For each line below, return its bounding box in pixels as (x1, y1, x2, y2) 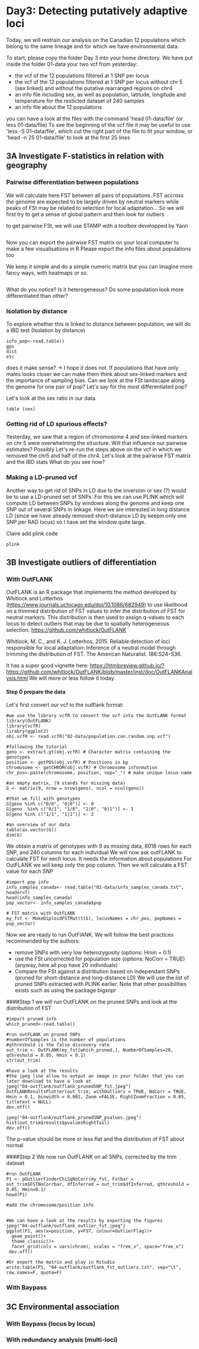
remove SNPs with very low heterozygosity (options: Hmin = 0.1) (14, 949, 172, 956)
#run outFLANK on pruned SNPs (6, 1032, 81, 1038)
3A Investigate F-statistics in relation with (6, 151, 164, 161)
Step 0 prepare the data (6, 688, 66, 695)
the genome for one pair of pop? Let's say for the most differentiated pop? (6, 383, 188, 390)
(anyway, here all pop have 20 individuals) (14, 962, 118, 969)
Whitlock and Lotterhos (6, 595, 63, 602)
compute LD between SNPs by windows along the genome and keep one (6, 499, 185, 507)
